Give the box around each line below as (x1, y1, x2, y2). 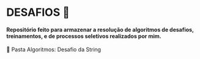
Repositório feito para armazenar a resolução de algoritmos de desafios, (6, 26, 194, 33)
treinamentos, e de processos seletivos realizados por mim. (6, 32, 162, 40)
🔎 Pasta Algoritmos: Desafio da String (6, 46, 102, 54)
